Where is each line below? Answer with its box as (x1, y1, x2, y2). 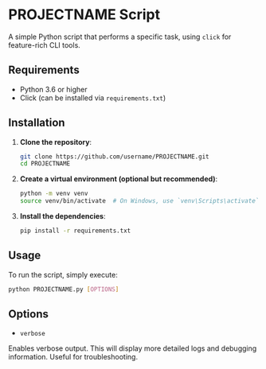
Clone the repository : (19, 137, 92, 146)
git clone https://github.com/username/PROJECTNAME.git (19, 153, 209, 161)
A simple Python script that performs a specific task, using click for (8, 32, 232, 41)
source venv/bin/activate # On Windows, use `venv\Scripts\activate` (19, 197, 260, 205)
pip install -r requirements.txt (19, 227, 131, 235)
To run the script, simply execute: (8, 270, 118, 279)
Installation (8, 116, 65, 130)
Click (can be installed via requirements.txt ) (19, 93, 166, 103)
